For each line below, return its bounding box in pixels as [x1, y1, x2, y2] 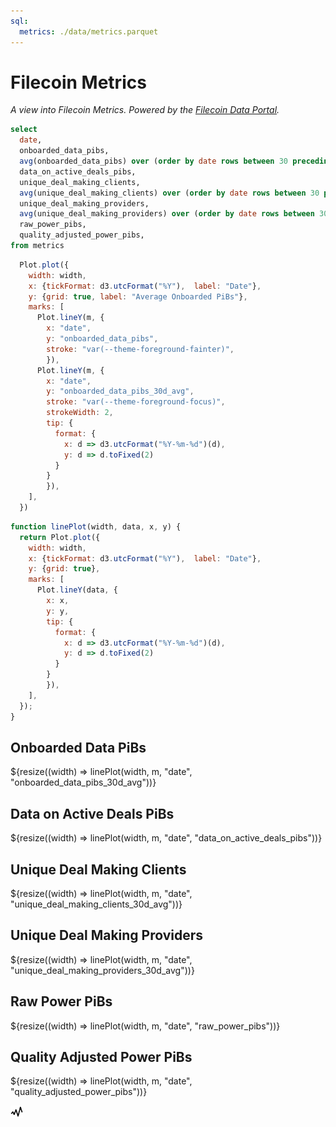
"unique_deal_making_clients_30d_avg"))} [10, 898, 183, 910]
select [10, 125, 38, 135]
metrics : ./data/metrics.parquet [19, 26, 159, 37]
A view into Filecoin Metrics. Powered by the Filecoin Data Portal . [10, 104, 280, 116]
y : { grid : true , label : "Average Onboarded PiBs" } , [28, 291, 248, 302]
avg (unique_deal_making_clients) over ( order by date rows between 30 [19, 188, 320, 198]
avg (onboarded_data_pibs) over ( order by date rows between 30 [19, 156, 288, 167]
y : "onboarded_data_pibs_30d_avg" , [46, 386, 195, 397]
